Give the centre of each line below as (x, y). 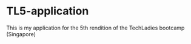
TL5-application (48, 11)
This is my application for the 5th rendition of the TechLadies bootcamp (95, 28)
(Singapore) (21, 34)
